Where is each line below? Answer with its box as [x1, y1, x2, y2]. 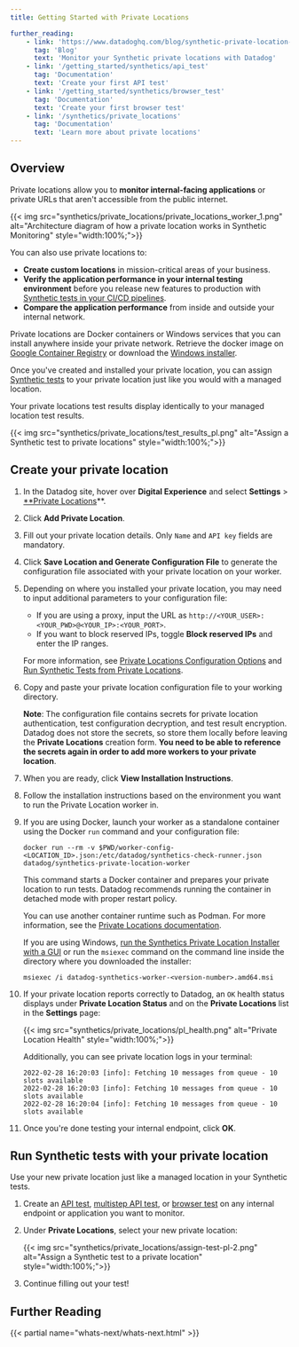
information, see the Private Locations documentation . [22, 919, 222, 930]
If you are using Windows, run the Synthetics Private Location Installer [22, 937, 280, 948]
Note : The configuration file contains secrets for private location [22, 708, 258, 719]
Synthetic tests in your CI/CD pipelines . [22, 292, 167, 303]
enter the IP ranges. [35, 638, 109, 649]
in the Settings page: [22, 1007, 101, 1018]
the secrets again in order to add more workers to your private [22, 746, 256, 757]
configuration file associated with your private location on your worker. [22, 565, 282, 577]
